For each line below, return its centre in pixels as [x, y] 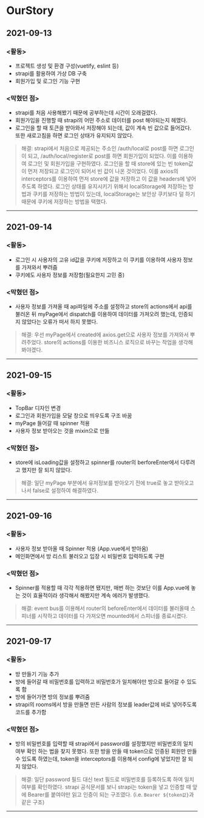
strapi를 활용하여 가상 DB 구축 [51, 73]
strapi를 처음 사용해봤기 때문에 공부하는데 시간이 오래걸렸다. [86, 113]
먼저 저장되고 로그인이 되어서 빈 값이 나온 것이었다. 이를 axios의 [103, 172]
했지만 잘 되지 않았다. [47, 470]
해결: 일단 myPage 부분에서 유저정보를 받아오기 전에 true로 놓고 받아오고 [107, 483]
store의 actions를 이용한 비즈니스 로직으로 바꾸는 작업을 [110, 342]
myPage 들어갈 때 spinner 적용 [52, 423]
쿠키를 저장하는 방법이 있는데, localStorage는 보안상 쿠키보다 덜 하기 [114, 194]
